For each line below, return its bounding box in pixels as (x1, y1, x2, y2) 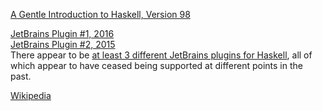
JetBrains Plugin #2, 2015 (10, 39, 116, 50)
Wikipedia (10, 90, 52, 101)
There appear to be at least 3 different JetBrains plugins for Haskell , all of (10, 49, 313, 61)
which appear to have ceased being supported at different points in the (10, 60, 303, 71)
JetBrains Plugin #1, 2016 (10, 28, 115, 39)
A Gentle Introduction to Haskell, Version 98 (10, 9, 191, 20)
